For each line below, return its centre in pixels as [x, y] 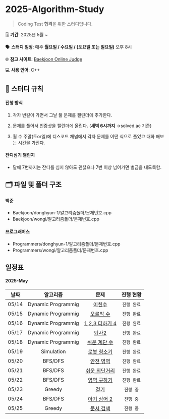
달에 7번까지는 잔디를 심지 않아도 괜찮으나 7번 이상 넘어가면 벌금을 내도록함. [87, 167]
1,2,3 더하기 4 [100, 324]
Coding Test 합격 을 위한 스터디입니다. [55, 24]
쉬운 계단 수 [100, 342]
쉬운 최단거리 [100, 371]
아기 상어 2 [100, 399]
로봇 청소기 [100, 352]
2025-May [17, 280]
